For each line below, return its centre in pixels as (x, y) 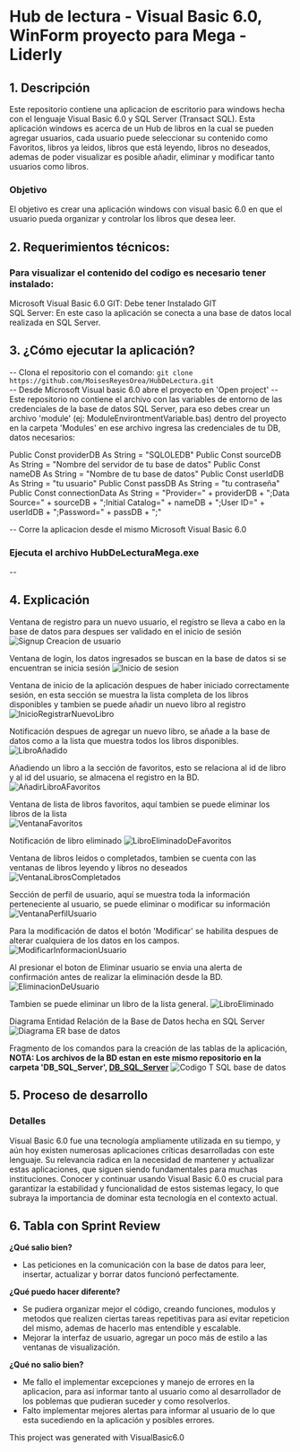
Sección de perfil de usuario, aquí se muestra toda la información (130, 894)
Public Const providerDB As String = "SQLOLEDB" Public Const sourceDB (146, 454)
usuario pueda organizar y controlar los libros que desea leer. (123, 219)
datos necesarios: (43, 437)
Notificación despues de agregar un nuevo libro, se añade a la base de (140, 731)
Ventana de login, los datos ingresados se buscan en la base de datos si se (148, 658)
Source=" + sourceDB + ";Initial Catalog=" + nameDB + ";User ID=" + (137, 502)
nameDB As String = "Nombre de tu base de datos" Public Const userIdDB (147, 474)
